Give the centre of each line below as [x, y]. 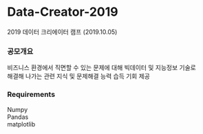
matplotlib [21, 124]
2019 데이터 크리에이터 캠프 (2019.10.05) [62, 32]
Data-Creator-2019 [63, 12]
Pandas [18, 117]
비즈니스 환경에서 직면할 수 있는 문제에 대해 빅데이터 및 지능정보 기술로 [101, 68]
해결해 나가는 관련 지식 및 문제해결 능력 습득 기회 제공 [78, 76]
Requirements [31, 95]
